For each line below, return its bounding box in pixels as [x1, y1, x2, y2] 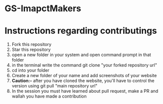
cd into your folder [11, 67, 50, 73]
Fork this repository [11, 42, 52, 47]
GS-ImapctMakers [4, 3, 82, 14]
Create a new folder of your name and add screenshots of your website [11, 73, 157, 79]
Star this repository [11, 47, 51, 53]
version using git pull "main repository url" [11, 83, 98, 89]
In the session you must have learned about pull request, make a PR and [11, 88, 159, 94]
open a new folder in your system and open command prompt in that [11, 52, 151, 58]
